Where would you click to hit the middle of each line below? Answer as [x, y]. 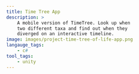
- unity [26, 61]
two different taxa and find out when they [73, 28]
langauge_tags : [25, 45]
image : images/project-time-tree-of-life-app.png [70, 39]
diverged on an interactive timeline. [66, 34]
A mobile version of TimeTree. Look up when [74, 23]
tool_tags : [20, 56]
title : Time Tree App [33, 12]
